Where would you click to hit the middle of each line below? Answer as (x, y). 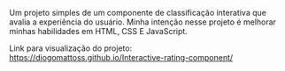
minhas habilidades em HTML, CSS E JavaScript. (98, 31)
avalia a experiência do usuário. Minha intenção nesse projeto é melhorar (143, 22)
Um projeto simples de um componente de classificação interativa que (138, 13)
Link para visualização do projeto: (71, 48)
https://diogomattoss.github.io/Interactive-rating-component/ (121, 57)
